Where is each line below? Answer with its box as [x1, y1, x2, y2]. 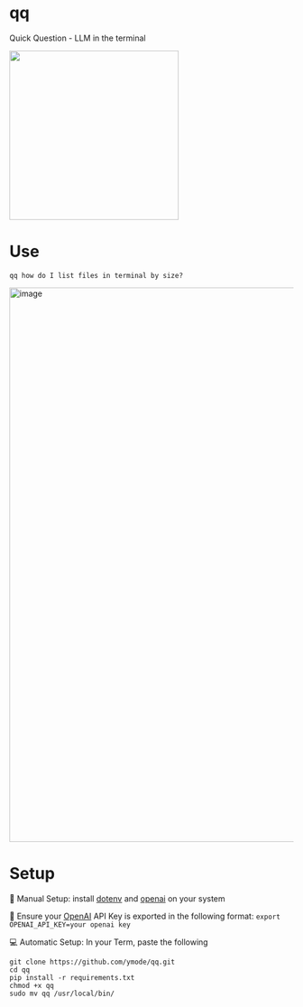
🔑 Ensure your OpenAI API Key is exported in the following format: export [9, 910, 281, 921]
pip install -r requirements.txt [9, 973, 135, 982]
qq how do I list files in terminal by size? [9, 271, 183, 280]
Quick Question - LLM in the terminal [9, 32, 146, 43]
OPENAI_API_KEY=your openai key [9, 919, 131, 929]
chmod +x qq [9, 981, 54, 990]
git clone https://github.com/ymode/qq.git [9, 957, 176, 966]
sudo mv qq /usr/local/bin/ [9, 989, 115, 998]
